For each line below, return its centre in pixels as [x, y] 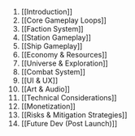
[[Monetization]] [48, 106]
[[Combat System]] [53, 72]
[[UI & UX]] [39, 81]
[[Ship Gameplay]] [52, 46]
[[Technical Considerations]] [69, 98]
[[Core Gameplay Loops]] [63, 20]
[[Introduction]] [46, 12]
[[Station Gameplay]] [56, 37]
